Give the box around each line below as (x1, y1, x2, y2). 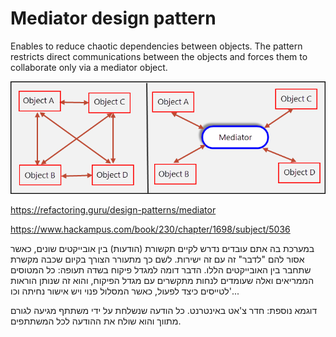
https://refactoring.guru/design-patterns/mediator (10, 204, 217, 216)
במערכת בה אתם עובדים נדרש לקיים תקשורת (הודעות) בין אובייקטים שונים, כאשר (10, 243, 315, 255)
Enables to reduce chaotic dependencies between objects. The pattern (10, 40, 303, 52)
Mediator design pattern (10, 7, 217, 30)
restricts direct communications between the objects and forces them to (10, 50, 308, 62)
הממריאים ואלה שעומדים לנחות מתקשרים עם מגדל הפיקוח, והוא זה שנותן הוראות (10, 275, 315, 287)
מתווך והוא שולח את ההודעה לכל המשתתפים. (10, 315, 182, 327)
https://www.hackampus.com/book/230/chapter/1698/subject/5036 (10, 223, 291, 236)
